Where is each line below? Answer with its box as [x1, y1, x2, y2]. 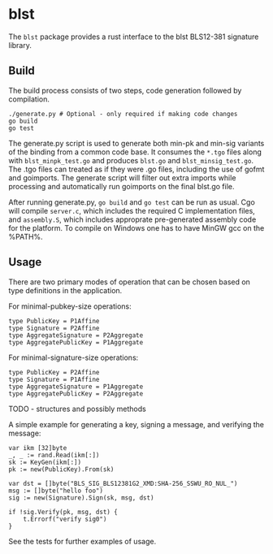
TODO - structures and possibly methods [8, 404, 146, 413]
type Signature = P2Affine [8, 324, 100, 332]
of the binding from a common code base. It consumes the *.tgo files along [8, 147, 262, 157]
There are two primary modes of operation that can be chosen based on [8, 277, 250, 287]
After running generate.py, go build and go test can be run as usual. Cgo [8, 197, 256, 207]
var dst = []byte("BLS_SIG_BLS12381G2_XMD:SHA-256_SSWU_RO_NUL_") [8, 479, 238, 487]
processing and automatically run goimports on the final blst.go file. [8, 181, 235, 191]
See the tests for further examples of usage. [8, 536, 157, 546]
